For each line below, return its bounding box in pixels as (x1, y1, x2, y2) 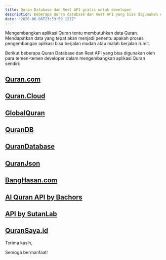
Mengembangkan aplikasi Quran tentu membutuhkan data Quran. (5, 30, 138, 36)
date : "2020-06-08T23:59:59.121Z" (5, 16, 77, 21)
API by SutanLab (5, 209, 57, 218)
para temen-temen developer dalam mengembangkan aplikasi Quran (5, 55, 146, 61)
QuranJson (5, 159, 41, 167)
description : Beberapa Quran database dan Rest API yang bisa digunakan (5, 12, 158, 17)
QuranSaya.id (5, 226, 48, 235)
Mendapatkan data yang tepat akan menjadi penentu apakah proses (5, 35, 144, 41)
